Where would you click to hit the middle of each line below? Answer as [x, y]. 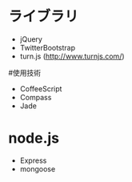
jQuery [31, 39]
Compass [36, 97]
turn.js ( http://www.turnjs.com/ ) [72, 56]
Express [33, 160]
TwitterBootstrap [48, 47]
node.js [34, 138]
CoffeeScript [41, 88]
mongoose [38, 168]
